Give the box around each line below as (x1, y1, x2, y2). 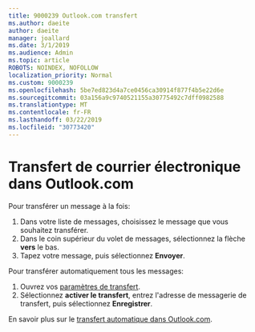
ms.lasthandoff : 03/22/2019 (8, 116, 103, 124)
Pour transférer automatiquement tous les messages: (8, 266, 184, 276)
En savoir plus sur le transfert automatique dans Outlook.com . (8, 314, 212, 324)
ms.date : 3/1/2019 (8, 42, 70, 50)
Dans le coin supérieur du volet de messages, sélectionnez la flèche (19, 234, 246, 243)
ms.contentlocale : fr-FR (8, 109, 91, 117)
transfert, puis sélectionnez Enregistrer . (19, 298, 153, 308)
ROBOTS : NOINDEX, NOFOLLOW (8, 64, 99, 72)
